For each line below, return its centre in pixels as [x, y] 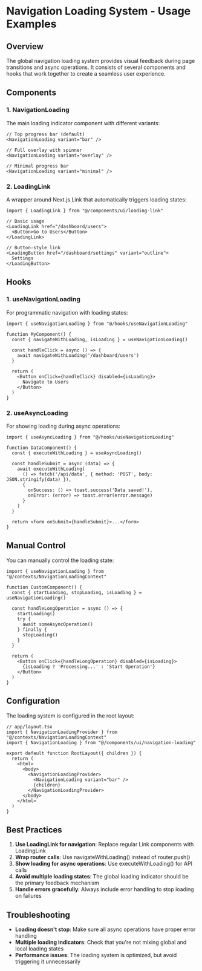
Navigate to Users [45, 382]
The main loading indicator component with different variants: [83, 123]
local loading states [39, 949]
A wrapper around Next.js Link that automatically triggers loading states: [96, 199]
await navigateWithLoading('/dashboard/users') [78, 355]
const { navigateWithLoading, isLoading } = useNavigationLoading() [100, 339]
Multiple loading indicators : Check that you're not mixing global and [101, 943]
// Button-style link [34, 247]
